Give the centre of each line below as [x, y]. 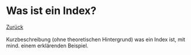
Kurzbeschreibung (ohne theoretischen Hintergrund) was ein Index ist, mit [96, 39]
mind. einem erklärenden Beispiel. [47, 46]
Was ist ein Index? [51, 11]
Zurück [15, 27]
